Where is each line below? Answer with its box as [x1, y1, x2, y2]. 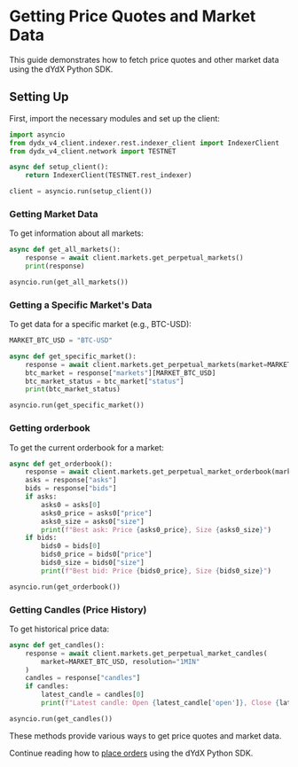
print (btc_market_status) [25, 385, 122, 394]
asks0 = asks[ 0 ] [41, 500, 101, 509]
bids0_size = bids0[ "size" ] [41, 559, 145, 567]
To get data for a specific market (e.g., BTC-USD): [9, 319, 192, 330]
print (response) [25, 262, 86, 271]
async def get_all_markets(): [9, 246, 122, 254]
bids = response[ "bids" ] [25, 484, 117, 493]
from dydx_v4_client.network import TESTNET [9, 146, 176, 156]
